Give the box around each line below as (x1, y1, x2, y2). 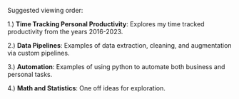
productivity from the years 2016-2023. (7, 28, 123, 36)
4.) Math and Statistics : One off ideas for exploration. (7, 84, 166, 92)
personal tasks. (7, 71, 53, 78)
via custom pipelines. (7, 49, 70, 57)
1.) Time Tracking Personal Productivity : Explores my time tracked (7, 20, 205, 28)
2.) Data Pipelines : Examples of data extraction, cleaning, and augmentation (7, 41, 232, 49)
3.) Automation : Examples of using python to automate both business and (7, 63, 225, 71)
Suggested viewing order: (7, 6, 83, 14)
